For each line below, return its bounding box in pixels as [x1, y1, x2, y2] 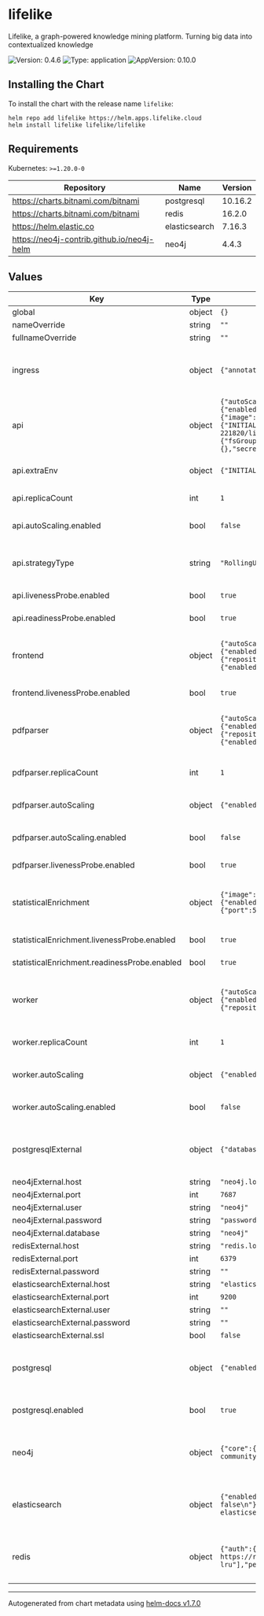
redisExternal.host [12, 1241, 79, 1252]
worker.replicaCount [12, 1037, 88, 1048]
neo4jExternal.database [12, 1228, 101, 1239]
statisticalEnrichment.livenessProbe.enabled [12, 934, 176, 945]
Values [8, 270, 43, 283]
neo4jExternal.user [12, 1202, 82, 1213]
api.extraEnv [12, 465, 59, 476]
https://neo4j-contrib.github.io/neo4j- [12, 234, 155, 245]
